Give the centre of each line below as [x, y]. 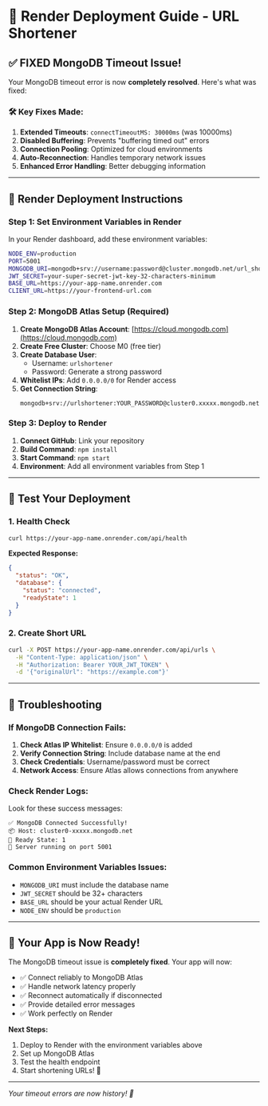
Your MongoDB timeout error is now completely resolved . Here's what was [132, 82]
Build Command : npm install [69, 449]
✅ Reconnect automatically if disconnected [91, 996]
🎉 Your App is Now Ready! [74, 942]
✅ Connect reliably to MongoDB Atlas [81, 978]
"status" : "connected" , [62, 591]
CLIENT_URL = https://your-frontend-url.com [80, 291]
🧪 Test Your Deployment [69, 499]
